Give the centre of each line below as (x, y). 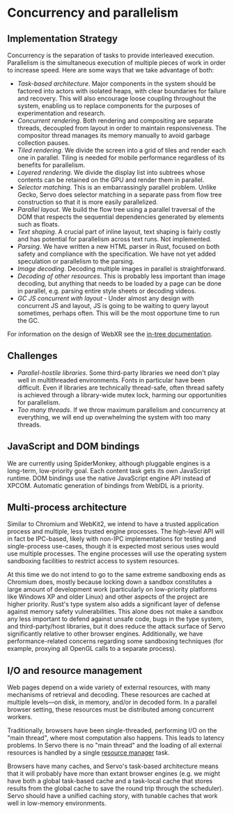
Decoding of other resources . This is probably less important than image (121, 276)
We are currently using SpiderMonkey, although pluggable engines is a (109, 463)
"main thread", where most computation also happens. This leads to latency (116, 738)
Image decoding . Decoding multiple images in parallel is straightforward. (122, 269)
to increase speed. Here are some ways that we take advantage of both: (111, 70)
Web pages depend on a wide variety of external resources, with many (109, 687)
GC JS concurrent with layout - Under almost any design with (106, 298)
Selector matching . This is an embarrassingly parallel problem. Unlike (117, 187)
